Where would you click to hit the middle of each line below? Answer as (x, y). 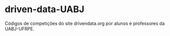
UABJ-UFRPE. (20, 28)
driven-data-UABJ (45, 9)
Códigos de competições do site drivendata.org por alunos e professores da (85, 23)
